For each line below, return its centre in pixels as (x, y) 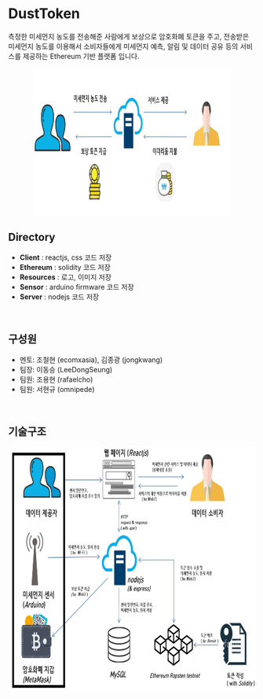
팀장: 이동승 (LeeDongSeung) (66, 369)
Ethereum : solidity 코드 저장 (65, 267)
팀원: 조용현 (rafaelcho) (56, 379)
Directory (32, 237)
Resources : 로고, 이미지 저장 (66, 277)
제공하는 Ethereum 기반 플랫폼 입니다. (81, 56)
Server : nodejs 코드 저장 (59, 297)
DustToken (44, 14)
